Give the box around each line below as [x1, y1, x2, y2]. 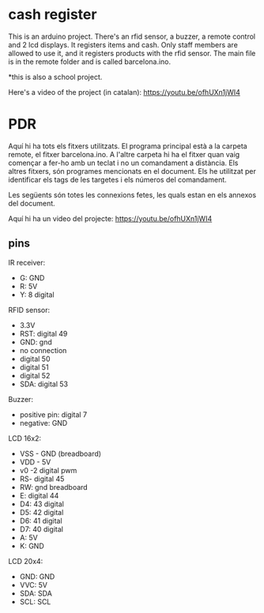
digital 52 [19, 370, 51, 380]
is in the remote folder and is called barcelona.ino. [8, 57, 172, 66]
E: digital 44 [19, 491, 59, 500]
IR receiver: [8, 258, 46, 267]
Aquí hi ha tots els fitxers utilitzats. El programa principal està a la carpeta [8, 141, 247, 151]
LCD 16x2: [8, 433, 42, 443]
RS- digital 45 [19, 474, 65, 483]
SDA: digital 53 [19, 379, 69, 389]
